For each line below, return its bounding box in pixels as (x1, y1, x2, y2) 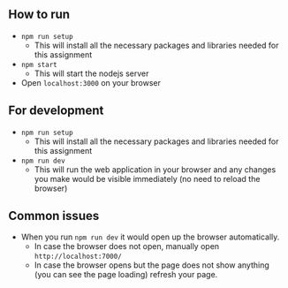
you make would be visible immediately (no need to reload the (34, 173, 261, 184)
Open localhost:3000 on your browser (20, 77, 161, 87)
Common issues (8, 208, 100, 224)
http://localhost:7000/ (34, 252, 123, 261)
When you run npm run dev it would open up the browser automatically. (20, 231, 280, 242)
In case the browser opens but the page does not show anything (34, 260, 270, 270)
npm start (20, 60, 58, 69)
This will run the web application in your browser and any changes (34, 163, 277, 175)
